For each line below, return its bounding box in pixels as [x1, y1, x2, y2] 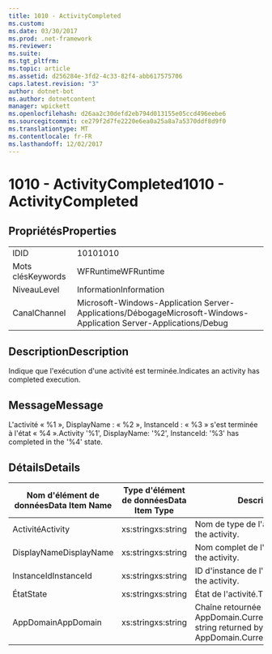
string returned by [194, 622, 264, 633]
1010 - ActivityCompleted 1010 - [8, 175, 225, 193]
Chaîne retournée [194, 601, 261, 613]
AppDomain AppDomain [12, 617, 103, 628]
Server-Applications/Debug [121, 317, 228, 328]
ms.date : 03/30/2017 [8, 27, 79, 35]
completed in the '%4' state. [8, 437, 104, 447]
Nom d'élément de [27, 489, 100, 501]
